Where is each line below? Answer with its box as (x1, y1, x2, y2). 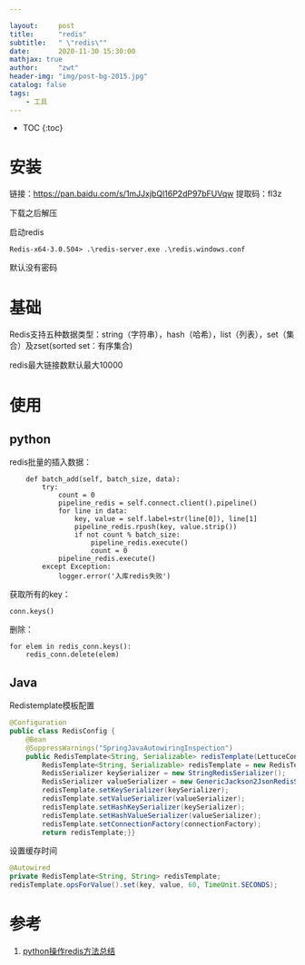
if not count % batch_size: (74, 530, 181, 540)
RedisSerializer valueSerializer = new (42, 777, 193, 786)
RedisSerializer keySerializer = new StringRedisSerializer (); (42, 769, 286, 778)
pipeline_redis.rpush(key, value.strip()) (74, 523, 238, 532)
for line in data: (57, 507, 128, 516)
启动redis (9, 227, 44, 238)
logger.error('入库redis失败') (57, 572, 171, 581)
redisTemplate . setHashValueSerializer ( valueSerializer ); (42, 811, 261, 820)
